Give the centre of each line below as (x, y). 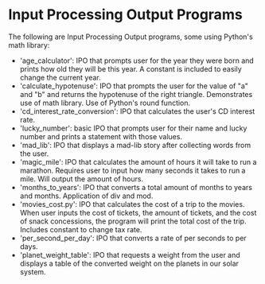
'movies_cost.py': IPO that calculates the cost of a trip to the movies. (132, 204)
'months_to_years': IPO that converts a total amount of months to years (136, 187)
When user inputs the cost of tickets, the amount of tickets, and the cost (138, 212)
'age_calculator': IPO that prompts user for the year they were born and (137, 60)
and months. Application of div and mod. (86, 196)
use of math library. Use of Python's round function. (105, 103)
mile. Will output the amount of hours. (82, 179)
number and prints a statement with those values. (101, 136)
